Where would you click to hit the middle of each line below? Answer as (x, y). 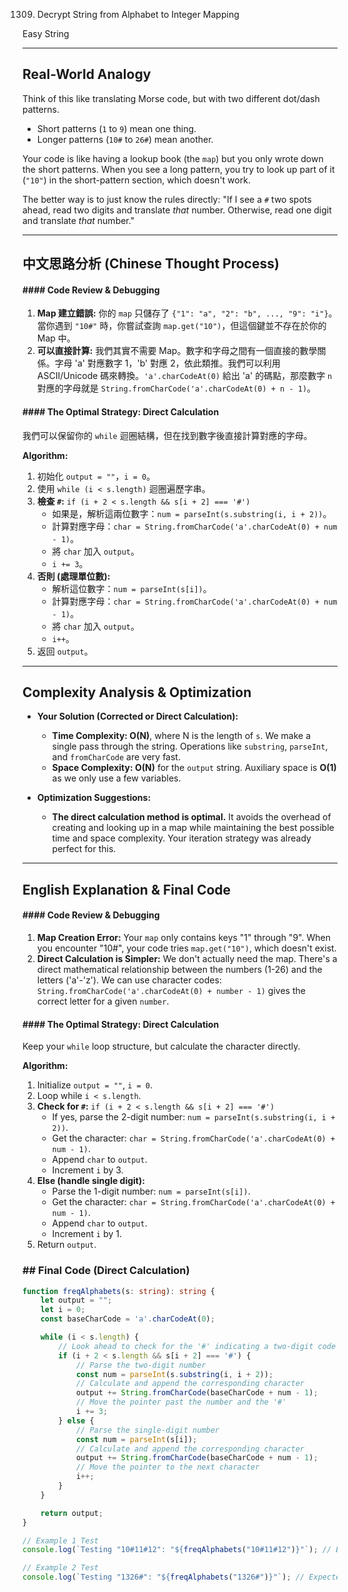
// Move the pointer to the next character (167, 1467)
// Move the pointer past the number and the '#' (181, 1402)
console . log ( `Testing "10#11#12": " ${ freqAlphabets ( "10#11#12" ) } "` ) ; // (177, 1550)
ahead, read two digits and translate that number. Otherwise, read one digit (177, 210)
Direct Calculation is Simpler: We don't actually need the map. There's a (187, 959)
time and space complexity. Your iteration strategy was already (181, 838)
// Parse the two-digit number (141, 1365)
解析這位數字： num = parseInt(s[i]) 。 (131, 588)
